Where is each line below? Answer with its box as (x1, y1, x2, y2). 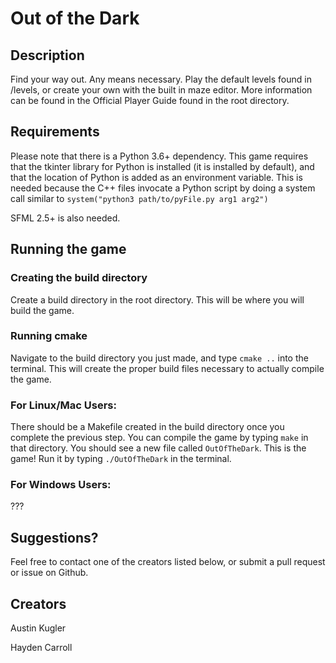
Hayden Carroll (10, 642, 73, 654)
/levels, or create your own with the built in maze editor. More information (10, 84, 313, 96)
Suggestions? (10, 529, 99, 546)
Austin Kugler (10, 622, 67, 634)
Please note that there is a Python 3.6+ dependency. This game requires (10, 150, 309, 162)
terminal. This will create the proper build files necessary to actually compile (10, 362, 325, 374)
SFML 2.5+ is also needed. (10, 212, 121, 224)
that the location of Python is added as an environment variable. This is (10, 171, 303, 183)
